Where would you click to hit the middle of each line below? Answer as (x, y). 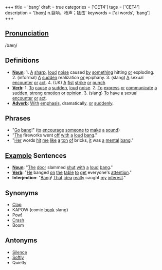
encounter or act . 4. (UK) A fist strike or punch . (59, 83)
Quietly (19, 262)
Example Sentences (36, 156)
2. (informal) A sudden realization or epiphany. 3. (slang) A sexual (78, 77)
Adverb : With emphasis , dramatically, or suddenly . (63, 103)
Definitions (22, 60)
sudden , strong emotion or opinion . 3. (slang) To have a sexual (75, 93)
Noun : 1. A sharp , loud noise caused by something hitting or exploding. (83, 72)
